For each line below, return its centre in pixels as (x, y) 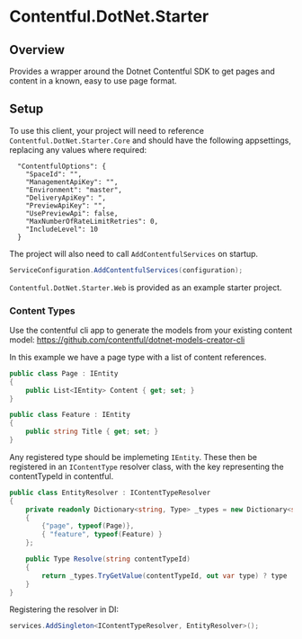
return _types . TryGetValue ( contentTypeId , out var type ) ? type (164, 576)
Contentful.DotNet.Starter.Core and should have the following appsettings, (151, 140)
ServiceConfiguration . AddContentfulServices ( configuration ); (126, 270)
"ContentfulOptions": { (62, 166)
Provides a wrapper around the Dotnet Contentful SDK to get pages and (142, 71)
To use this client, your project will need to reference (107, 130)
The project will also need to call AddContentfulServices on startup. (134, 253)
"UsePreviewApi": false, (72, 213)
